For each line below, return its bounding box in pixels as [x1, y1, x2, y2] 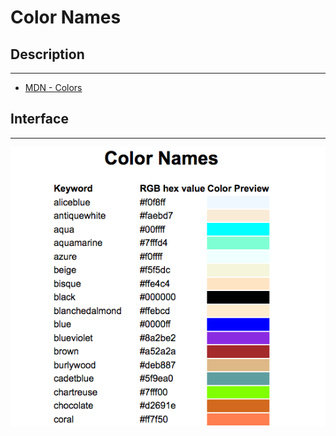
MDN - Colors [24, 82, 83, 93]
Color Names [10, 6, 122, 29]
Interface [10, 111, 69, 128]
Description [10, 46, 85, 63]
